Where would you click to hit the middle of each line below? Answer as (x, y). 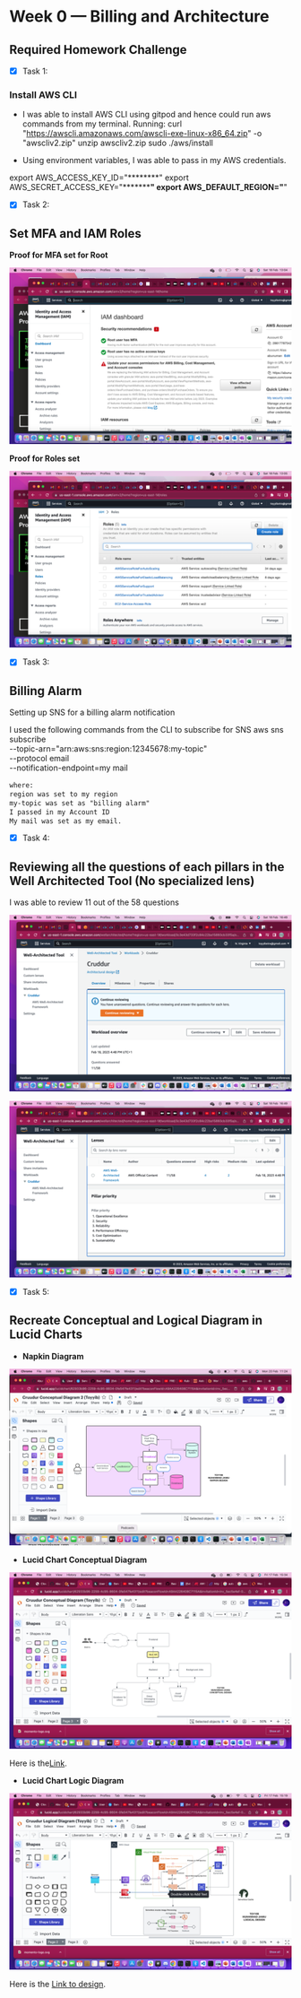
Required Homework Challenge (98, 50)
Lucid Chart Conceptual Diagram (85, 1559)
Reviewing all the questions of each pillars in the (147, 867)
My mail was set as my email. (66, 821)
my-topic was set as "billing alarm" (80, 804)
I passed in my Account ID (60, 812)
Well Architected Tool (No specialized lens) (132, 881)
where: (21, 786)
